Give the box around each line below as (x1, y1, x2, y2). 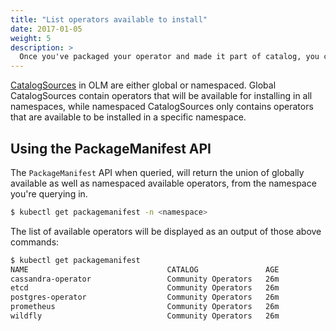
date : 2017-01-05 (10, 24, 83, 34)
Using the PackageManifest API (10, 140, 212, 157)
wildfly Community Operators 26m (10, 311, 280, 321)
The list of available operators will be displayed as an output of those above (10, 225, 322, 237)
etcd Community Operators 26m (10, 283, 280, 293)
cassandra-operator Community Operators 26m (10, 274, 280, 284)
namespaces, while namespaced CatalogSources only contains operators (10, 101, 314, 113)
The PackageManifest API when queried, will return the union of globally (10, 166, 305, 178)
